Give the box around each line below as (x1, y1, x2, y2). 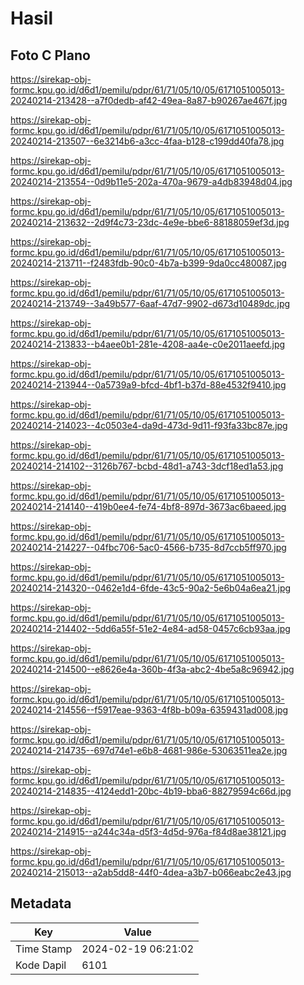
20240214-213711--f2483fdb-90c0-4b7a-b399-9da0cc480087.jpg (10, 257, 287, 269)
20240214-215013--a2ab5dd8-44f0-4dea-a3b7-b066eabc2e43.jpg (10, 867, 292, 878)
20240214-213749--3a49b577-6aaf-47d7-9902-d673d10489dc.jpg (10, 298, 291, 309)
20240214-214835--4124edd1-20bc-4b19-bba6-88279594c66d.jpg (10, 785, 292, 797)
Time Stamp (15, 942, 73, 956)
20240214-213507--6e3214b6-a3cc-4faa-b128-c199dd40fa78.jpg (10, 135, 285, 147)
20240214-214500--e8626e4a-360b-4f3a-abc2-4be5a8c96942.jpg (10, 663, 295, 675)
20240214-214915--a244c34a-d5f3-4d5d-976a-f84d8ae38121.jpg (10, 826, 287, 837)
